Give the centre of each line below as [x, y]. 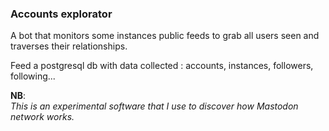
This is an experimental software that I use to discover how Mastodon [154, 106]
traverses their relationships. [69, 46]
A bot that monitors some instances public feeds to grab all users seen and [165, 36]
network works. [42, 117]
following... [33, 76]
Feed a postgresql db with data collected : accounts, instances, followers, [162, 66]
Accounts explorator [61, 14]
